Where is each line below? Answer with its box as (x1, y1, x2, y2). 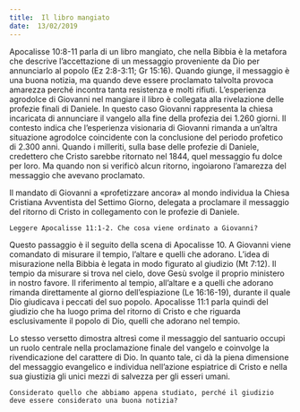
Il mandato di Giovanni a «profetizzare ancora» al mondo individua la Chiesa (9, 187, 290, 198)
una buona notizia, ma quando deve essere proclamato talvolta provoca (9, 74, 274, 85)
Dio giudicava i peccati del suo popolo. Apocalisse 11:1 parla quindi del (9, 296, 269, 307)
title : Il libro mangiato (9, 13, 110, 22)
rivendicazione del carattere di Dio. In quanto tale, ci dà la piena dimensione (9, 351, 289, 363)
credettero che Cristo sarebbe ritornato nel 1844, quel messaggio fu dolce (9, 150, 283, 161)
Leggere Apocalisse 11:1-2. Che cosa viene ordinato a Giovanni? (9, 223, 258, 233)
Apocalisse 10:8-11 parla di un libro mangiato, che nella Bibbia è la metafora (9, 46, 287, 56)
